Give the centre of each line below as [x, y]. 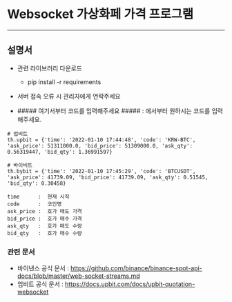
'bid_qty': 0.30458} [37, 183]
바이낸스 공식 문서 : [43, 268]
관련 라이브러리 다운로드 [50, 68]
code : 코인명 [35, 204]
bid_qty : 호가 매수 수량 [45, 233]
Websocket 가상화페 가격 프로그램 [100, 14]
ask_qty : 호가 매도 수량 [45, 226]
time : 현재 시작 [38, 197]
